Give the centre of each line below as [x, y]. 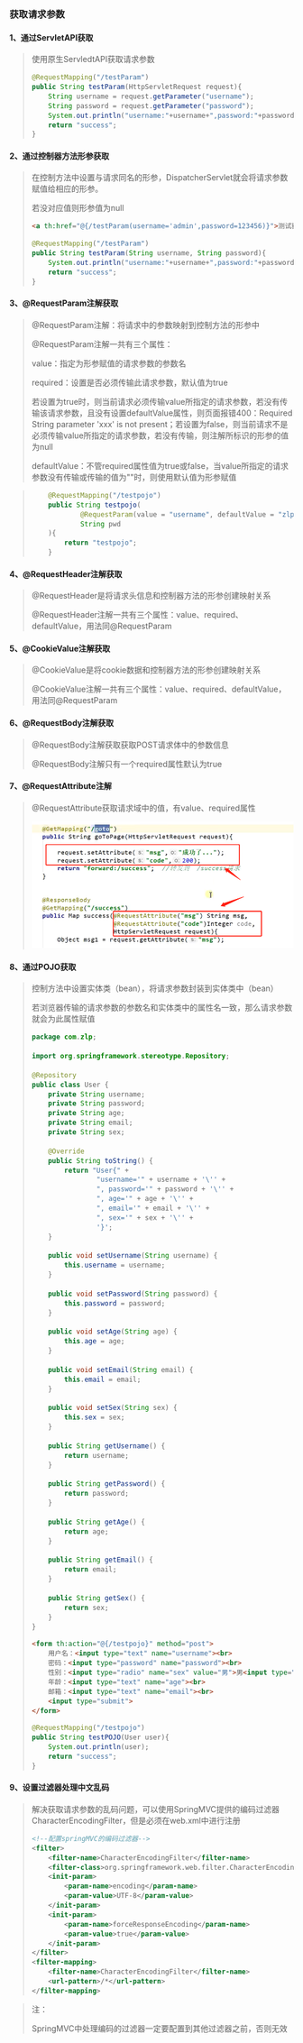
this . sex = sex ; [95, 1417]
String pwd [101, 524]
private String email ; [91, 1123]
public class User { [70, 1085]
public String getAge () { [97, 1522]
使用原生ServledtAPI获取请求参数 [93, 60]
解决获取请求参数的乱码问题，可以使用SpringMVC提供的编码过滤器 [156, 1809]
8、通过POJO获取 [43, 967]
